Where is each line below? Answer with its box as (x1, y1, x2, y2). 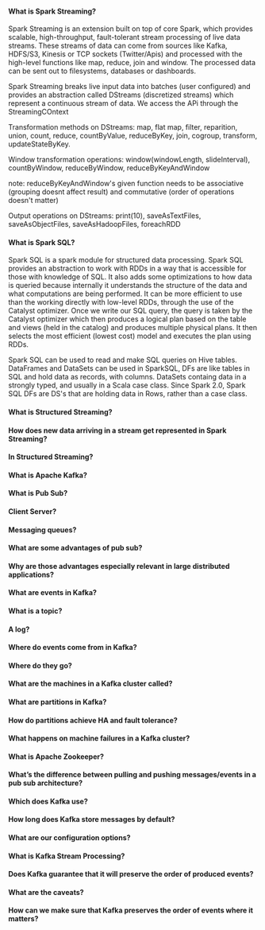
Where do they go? (8, 660, 73, 670)
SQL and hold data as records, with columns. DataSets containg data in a (8, 372, 248, 382)
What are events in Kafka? (8, 588, 98, 597)
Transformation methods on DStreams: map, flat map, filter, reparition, (8, 123, 238, 132)
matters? (8, 914, 39, 924)
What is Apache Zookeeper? (8, 752, 105, 761)
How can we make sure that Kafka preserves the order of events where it (8, 905, 254, 915)
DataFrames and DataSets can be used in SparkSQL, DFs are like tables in (8, 364, 250, 373)
